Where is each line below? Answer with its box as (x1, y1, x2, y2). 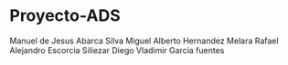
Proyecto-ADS (9, 5, 121, 26)
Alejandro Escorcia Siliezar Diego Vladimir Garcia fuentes (9, 44, 225, 55)
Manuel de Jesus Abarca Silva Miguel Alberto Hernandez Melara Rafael (9, 35, 279, 46)
